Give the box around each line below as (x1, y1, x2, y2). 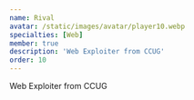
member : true (9, 38, 59, 48)
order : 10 (9, 55, 47, 65)
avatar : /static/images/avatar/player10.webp (9, 22, 185, 31)
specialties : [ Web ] (9, 30, 84, 39)
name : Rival (9, 13, 55, 23)
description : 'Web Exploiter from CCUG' (9, 47, 166, 56)
